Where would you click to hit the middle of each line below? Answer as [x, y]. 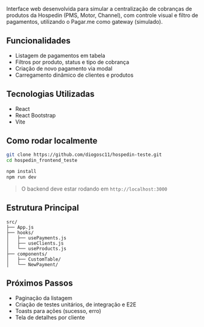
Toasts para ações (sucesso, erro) [58, 311]
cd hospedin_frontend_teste [42, 161]
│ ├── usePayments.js [37, 238]
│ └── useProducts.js [37, 248]
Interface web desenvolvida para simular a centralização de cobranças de [99, 9]
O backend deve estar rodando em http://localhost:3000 [94, 189]
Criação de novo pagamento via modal [64, 68]
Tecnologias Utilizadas [51, 94]
